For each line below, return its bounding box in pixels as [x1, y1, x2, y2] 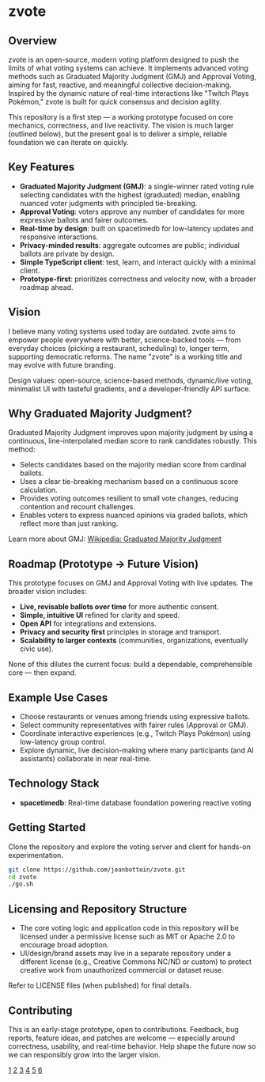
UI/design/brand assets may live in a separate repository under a [19, 949, 232, 958]
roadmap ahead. [19, 282, 74, 291]
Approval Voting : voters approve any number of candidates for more [19, 207, 245, 216]
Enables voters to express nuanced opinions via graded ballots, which [19, 510, 248, 520]
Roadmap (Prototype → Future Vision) [8, 557, 199, 570]
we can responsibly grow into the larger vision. [8, 1050, 161, 1059]
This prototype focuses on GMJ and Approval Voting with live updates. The [8, 578, 253, 588]
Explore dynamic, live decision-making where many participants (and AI [19, 745, 255, 755]
